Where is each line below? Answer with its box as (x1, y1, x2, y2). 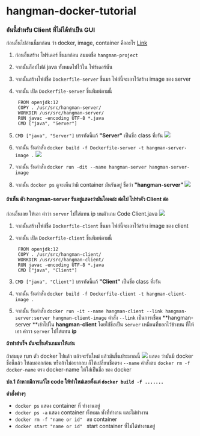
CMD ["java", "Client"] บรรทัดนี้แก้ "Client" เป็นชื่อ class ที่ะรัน (14, 278, 161, 285)
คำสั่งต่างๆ (6, 390, 26, 397)
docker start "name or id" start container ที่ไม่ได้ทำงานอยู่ (14, 422, 156, 429)
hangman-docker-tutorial (6, 4, 137, 18)
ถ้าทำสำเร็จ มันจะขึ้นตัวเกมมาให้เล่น (6, 339, 75, 347)
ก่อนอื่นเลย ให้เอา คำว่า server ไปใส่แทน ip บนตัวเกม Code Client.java (6, 210, 158, 217)
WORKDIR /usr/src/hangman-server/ (17, 110, 105, 116)
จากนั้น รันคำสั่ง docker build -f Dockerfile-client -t (14, 290, 144, 297)
